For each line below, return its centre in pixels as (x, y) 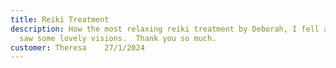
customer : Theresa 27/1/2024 (77, 47)
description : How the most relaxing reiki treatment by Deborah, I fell (165, 29)
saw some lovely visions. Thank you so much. (118, 38)
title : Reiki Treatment (60, 19)
